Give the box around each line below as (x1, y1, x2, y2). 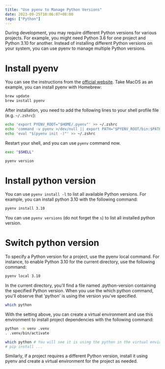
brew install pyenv (5, 98, 45, 103)
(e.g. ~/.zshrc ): (5, 113, 36, 119)
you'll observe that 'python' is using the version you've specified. (5, 293, 137, 299)
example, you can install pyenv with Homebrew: (5, 84, 102, 90)
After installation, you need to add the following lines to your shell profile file (5, 107, 159, 113)
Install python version (5, 175, 96, 186)
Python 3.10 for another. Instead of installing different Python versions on (5, 40, 153, 46)
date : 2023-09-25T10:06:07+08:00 (5, 12, 74, 17)
